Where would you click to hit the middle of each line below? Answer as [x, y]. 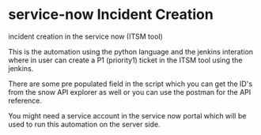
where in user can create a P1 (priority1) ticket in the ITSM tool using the [125, 60]
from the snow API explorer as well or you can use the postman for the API [130, 92]
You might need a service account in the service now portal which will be [127, 115]
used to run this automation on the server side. [84, 124]
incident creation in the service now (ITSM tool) [86, 36]
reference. [25, 100]
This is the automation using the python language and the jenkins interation [131, 51]
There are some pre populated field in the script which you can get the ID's [130, 84]
